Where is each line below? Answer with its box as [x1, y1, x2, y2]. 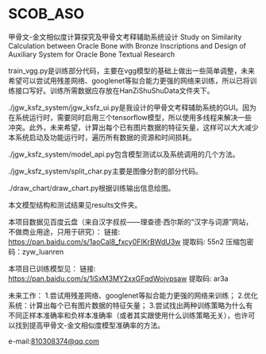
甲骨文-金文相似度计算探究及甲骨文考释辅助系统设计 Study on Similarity [8, 32, 242, 41]
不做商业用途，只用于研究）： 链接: [8, 227, 121, 236]
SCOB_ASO [8, 5, 85, 23]
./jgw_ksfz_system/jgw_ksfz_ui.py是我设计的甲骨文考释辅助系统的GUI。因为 [8, 103, 256, 112]
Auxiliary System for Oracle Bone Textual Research [8, 49, 175, 59]
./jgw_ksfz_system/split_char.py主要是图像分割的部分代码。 [8, 166, 202, 176]
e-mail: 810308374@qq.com [8, 336, 100, 346]
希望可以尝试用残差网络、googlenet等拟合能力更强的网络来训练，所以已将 [8, 76, 250, 85]
